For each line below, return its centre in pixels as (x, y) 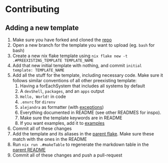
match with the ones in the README (50, 139)
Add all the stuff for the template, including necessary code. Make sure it (88, 75)
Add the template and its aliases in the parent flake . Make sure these (83, 134)
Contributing (32, 9)
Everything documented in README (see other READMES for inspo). (91, 112)
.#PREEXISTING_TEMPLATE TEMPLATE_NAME (53, 61)
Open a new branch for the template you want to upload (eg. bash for (83, 45)
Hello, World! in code (43, 97)
